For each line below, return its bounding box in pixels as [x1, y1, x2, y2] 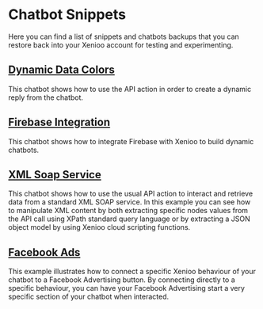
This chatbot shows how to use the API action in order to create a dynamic [8, 84, 252, 93]
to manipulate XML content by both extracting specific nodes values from [8, 206, 248, 216]
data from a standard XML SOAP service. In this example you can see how [8, 197, 251, 207]
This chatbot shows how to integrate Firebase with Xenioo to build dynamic [8, 136, 254, 146]
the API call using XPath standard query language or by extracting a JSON [8, 214, 251, 223]
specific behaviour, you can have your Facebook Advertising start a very [8, 284, 246, 293]
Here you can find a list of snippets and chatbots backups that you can [8, 32, 239, 41]
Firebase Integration [8, 116, 111, 129]
